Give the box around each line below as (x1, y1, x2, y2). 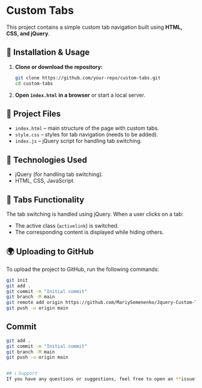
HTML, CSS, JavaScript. (14, 177, 75, 184)
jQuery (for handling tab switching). (14, 171, 103, 178)
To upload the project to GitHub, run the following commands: (6, 265, 159, 273)
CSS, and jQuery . (6, 29, 50, 37)
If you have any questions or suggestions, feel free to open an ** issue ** (6, 376, 200, 382)
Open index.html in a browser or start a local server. (14, 91, 145, 99)
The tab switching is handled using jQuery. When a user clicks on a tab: (6, 210, 184, 217)
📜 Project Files (6, 109, 61, 119)
